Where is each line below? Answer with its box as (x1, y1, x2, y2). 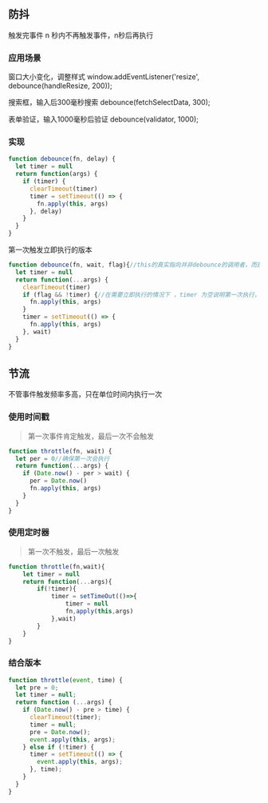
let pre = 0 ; (15, 683, 59, 692)
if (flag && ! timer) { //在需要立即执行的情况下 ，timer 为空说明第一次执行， (22, 290, 261, 298)
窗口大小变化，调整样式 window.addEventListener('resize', (8, 72, 200, 82)
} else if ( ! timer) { (22, 743, 94, 751)
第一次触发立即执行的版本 (8, 245, 93, 254)
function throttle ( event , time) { (8, 676, 124, 684)
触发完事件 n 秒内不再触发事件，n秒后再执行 (8, 30, 154, 40)
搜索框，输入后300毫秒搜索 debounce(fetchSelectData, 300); (8, 98, 211, 107)
